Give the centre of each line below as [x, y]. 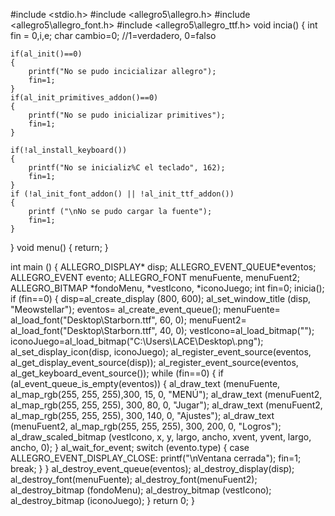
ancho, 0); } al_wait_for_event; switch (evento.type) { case [130, 447]
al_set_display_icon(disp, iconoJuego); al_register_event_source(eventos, [161, 352]
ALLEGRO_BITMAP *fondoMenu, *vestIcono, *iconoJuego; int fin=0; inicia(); [167, 288]
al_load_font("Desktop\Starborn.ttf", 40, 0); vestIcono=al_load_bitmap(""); [162, 330]
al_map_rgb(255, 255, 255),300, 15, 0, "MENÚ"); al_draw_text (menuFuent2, [166, 394]
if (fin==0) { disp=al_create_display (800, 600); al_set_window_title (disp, [160, 298]
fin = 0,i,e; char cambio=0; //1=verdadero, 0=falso [113, 35]
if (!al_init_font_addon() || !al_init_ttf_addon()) [122, 194]
